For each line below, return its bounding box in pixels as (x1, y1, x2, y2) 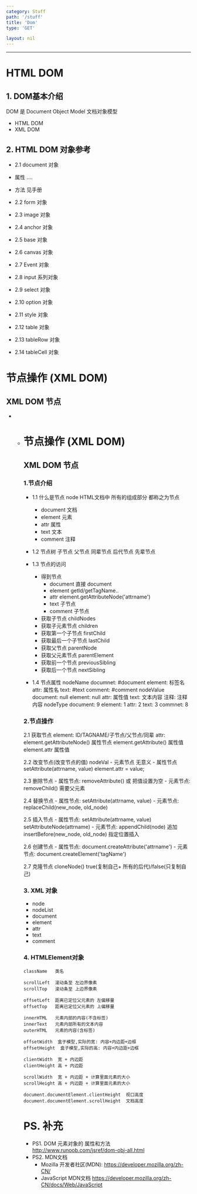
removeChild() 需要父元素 (23, 785, 85, 792)
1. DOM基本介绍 (6, 91, 63, 101)
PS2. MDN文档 (32, 1153, 68, 1160)
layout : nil (6, 36, 35, 42)
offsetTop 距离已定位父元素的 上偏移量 (23, 1004, 115, 1009)
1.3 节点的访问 (32, 560, 66, 567)
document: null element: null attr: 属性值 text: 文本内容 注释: (32, 693, 176, 700)
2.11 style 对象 (14, 311, 49, 318)
